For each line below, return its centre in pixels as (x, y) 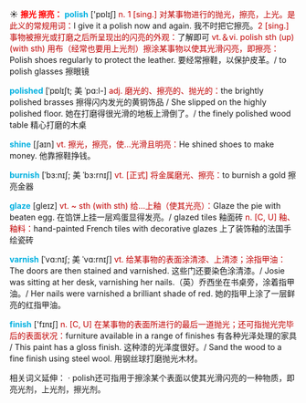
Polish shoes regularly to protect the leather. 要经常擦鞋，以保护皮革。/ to (148, 60)
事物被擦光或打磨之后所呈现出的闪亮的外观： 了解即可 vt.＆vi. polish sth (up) (152, 37)
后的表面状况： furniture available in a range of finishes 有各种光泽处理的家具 (153, 336)
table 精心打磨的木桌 (48, 125)
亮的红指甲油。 (37, 305)
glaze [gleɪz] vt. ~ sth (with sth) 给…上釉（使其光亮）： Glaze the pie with (145, 206)
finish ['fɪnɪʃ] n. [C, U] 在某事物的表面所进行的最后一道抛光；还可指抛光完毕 (152, 324)
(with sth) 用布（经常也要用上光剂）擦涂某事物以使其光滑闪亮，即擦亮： (145, 48)
